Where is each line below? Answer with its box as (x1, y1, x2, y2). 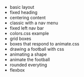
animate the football (9, 57, 50, 62)
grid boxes (9, 36, 32, 41)
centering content (9, 15, 46, 20)
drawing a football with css (9, 46, 64, 52)
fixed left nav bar (9, 25, 44, 31)
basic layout (9, 4, 34, 10)
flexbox (9, 67, 25, 73)
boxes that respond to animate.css (9, 41, 80, 46)
